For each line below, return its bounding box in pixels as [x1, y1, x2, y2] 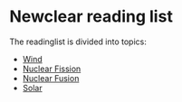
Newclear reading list [9, 6, 174, 27]
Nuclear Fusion [22, 72, 80, 83]
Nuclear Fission [22, 63, 81, 74]
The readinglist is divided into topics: [9, 36, 147, 47]
